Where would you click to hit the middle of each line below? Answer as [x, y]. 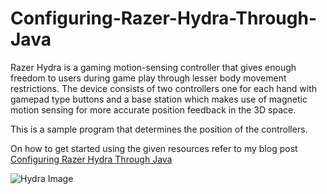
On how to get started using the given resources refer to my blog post [154, 148]
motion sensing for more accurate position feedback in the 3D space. [153, 109]
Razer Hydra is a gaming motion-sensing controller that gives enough [153, 67]
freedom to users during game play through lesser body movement [148, 78]
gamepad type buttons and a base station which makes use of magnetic [159, 99]
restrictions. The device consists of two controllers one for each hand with [163, 88]
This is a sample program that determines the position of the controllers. [159, 129]
